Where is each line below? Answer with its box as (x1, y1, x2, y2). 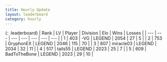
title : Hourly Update (5, 7, 50, 12)
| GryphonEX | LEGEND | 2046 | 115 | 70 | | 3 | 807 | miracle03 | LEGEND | (5, 41, 156, 47)
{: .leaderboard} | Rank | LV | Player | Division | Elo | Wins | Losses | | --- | (5, 30, 156, 36)
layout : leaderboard (5, 12, 48, 17)
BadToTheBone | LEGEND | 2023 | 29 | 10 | (5, 51, 93, 57)
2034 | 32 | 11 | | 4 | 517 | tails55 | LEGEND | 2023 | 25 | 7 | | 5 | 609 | (5, 46, 146, 52)
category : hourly (5, 16, 41, 21)
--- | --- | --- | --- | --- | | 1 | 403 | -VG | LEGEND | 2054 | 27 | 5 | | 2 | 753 (10, 35, 162, 41)
